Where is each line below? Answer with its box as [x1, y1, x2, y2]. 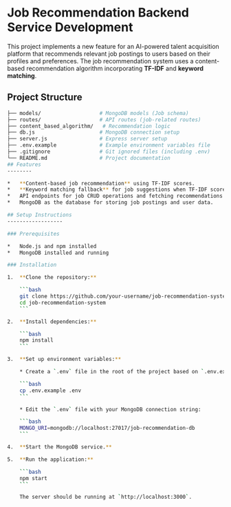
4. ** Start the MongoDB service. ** [7, 444, 112, 451]
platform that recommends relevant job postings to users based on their [7, 50, 211, 58]
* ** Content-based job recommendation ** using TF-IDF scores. [7, 180, 195, 187]
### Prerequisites [7, 230, 60, 237]
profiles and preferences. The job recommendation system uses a [7, 56, 194, 65]
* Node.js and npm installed [7, 242, 97, 249]
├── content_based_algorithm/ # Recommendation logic [7, 123, 170, 130]
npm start [19, 475, 48, 482]
